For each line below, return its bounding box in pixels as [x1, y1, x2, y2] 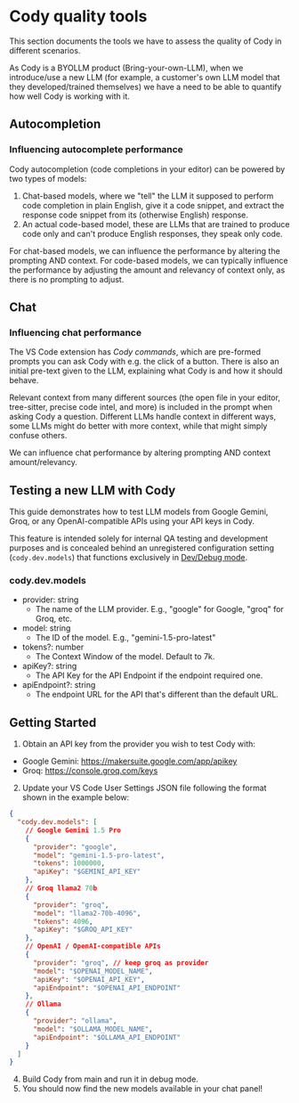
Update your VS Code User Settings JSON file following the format [21, 782, 267, 794]
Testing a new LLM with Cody [9, 483, 176, 498]
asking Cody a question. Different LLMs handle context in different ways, [9, 412, 277, 422]
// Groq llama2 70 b [25, 884, 98, 893]
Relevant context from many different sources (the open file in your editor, [9, 392, 280, 403]
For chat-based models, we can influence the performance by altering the [9, 245, 280, 256]
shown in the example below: [21, 792, 130, 803]
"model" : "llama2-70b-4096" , [32, 909, 141, 918]
